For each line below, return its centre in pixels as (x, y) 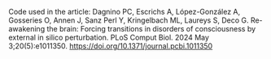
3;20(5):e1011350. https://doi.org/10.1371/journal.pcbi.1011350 (111, 46)
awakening (27, 29)
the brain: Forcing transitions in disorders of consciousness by (151, 29)
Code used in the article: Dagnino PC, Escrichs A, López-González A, (125, 12)
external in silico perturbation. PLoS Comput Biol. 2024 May (109, 37)
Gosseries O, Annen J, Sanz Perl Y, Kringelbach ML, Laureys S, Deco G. (129, 20)
